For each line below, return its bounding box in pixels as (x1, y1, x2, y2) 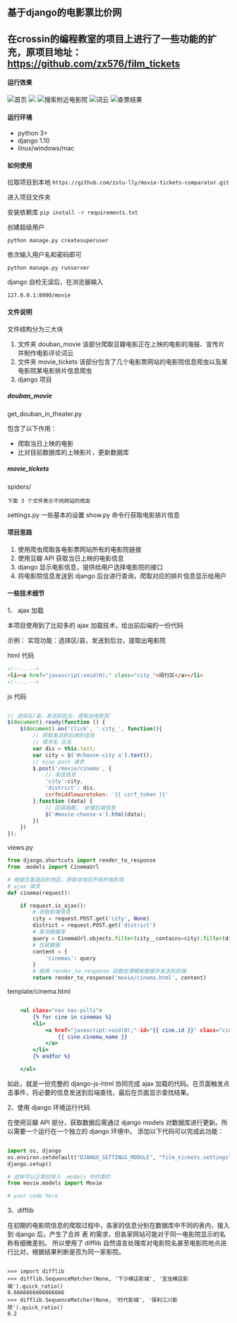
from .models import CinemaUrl (7, 864, 99, 871)
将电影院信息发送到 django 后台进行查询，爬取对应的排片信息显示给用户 (17, 571, 227, 580)
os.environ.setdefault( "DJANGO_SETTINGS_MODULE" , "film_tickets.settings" (7, 1153, 232, 1161)
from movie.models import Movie (7, 1180, 102, 1187)
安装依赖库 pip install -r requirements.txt (7, 208, 138, 217)
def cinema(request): (7, 889, 71, 896)
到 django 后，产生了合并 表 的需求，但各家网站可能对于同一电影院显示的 (7, 1230, 220, 1238)
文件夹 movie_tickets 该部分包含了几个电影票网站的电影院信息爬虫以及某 (17, 357, 228, 366)
